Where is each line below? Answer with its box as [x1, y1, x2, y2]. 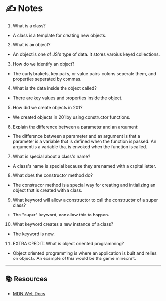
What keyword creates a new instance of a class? [12, 221, 114, 227]
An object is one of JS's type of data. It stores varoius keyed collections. [12, 51, 160, 57]
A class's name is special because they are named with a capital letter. [12, 163, 157, 169]
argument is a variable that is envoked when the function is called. [12, 143, 147, 150]
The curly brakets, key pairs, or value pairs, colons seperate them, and [12, 70, 157, 76]
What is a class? [12, 22, 46, 29]
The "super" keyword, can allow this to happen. [12, 212, 110, 217]
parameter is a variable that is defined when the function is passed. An [12, 138, 157, 144]
